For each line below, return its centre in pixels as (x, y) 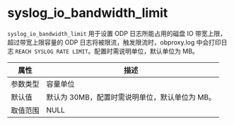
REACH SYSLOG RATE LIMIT (52, 52)
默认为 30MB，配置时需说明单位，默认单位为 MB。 (131, 97)
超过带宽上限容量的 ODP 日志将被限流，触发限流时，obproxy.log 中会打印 (114, 42)
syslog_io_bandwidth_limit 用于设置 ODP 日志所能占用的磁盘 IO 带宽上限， (117, 33)
